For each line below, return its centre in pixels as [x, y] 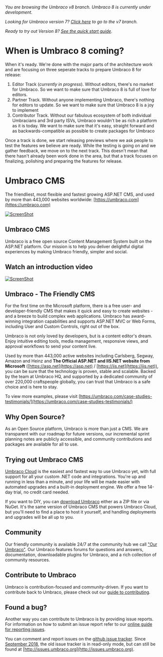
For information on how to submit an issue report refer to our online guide [79, 624]
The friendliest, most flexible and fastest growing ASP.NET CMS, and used [80, 194]
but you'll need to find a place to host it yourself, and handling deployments [81, 512]
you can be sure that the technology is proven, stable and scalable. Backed [80, 371]
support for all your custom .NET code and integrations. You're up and [75, 476]
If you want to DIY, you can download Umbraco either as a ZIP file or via [77, 501]
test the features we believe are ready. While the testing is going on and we [81, 145]
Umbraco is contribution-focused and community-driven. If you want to [77, 587]
